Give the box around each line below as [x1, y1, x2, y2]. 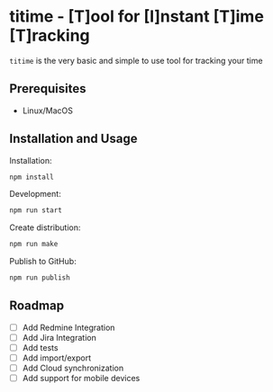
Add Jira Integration [22, 332, 96, 343]
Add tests [22, 343, 59, 352]
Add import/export [22, 352, 92, 363]
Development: [9, 189, 61, 200]
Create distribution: [9, 222, 81, 233]
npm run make [9, 240, 59, 249]
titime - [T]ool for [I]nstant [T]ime [9, 6, 264, 27]
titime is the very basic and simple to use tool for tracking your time [9, 55, 263, 66]
